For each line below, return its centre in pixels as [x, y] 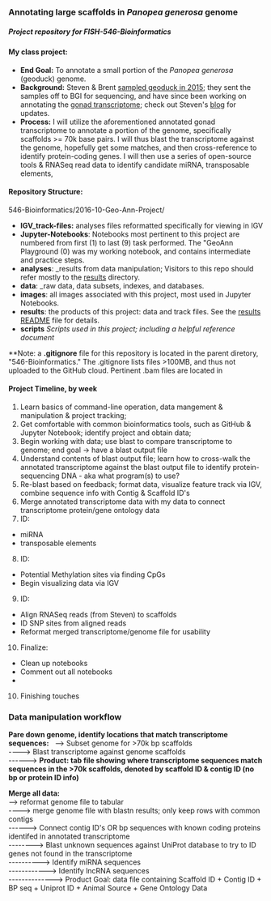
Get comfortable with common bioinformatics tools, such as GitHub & [135, 424]
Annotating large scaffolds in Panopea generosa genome [123, 12]
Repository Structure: [46, 192]
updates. [35, 113]
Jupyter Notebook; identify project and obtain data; [106, 433]
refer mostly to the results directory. [80, 277]
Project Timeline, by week [53, 389]
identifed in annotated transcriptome [69, 836]
